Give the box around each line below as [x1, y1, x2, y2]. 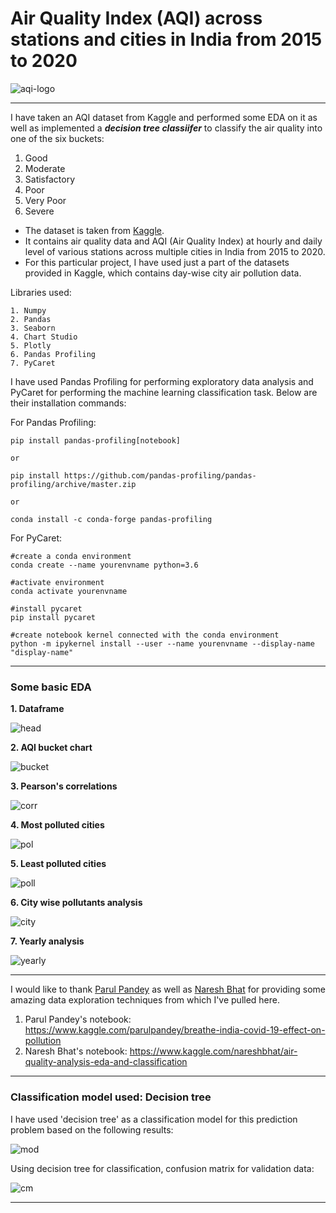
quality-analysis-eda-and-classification [24, 1056, 188, 1068]
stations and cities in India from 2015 [10, 28, 323, 51]
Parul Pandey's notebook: [24, 1013, 132, 1026]
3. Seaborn [10, 323, 56, 333]
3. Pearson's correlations [10, 780, 118, 792]
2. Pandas [10, 314, 52, 324]
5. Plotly [10, 340, 52, 351]
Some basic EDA [10, 680, 92, 694]
